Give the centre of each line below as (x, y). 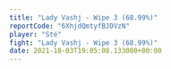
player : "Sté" (36, 34)
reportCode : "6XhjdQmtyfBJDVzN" (69, 26)
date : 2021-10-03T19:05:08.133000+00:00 (86, 51)
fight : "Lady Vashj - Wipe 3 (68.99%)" (84, 43)
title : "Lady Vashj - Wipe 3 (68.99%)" (84, 17)
